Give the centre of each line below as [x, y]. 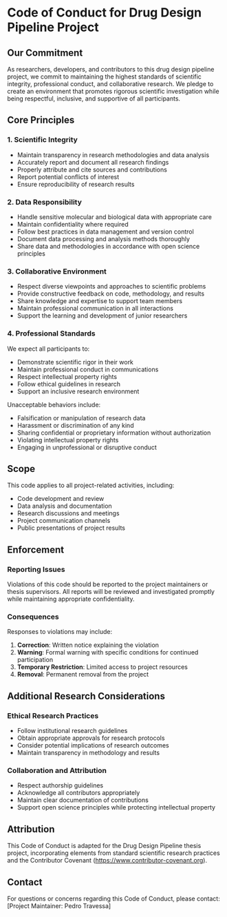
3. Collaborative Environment [57, 271]
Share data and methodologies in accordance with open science [108, 246]
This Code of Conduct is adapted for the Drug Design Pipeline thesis [104, 846]
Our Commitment [45, 53]
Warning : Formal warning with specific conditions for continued [108, 652]
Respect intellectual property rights [67, 376]
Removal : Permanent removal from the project [83, 674]
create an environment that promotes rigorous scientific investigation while [113, 91]
